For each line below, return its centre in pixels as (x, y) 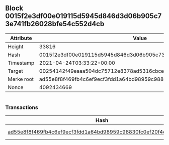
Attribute (21, 38)
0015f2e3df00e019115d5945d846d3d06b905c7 (83, 16)
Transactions (22, 107)
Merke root (21, 79)
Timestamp (21, 63)
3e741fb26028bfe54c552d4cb (55, 24)
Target (16, 71)
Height (16, 46)
